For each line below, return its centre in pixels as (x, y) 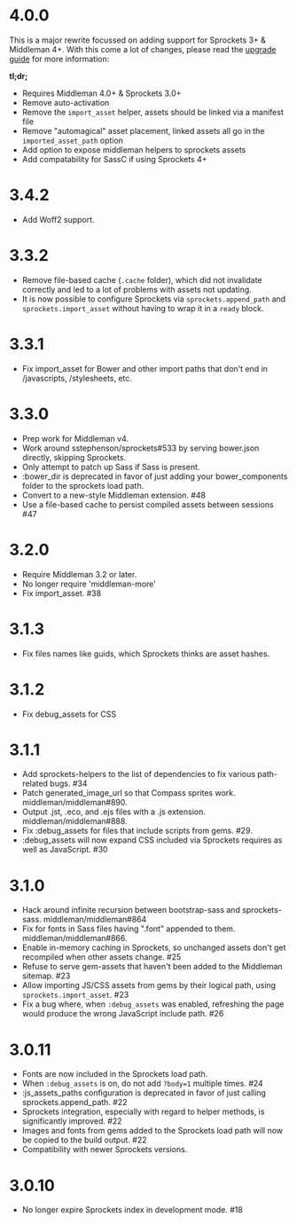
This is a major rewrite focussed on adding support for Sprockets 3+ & (137, 40)
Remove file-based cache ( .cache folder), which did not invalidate (142, 279)
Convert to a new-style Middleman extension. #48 (114, 495)
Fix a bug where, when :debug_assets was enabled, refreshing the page (153, 1004)
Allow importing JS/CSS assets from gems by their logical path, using (149, 985)
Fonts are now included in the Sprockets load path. (115, 1074)
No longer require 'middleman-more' (89, 584)
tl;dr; (19, 75)
